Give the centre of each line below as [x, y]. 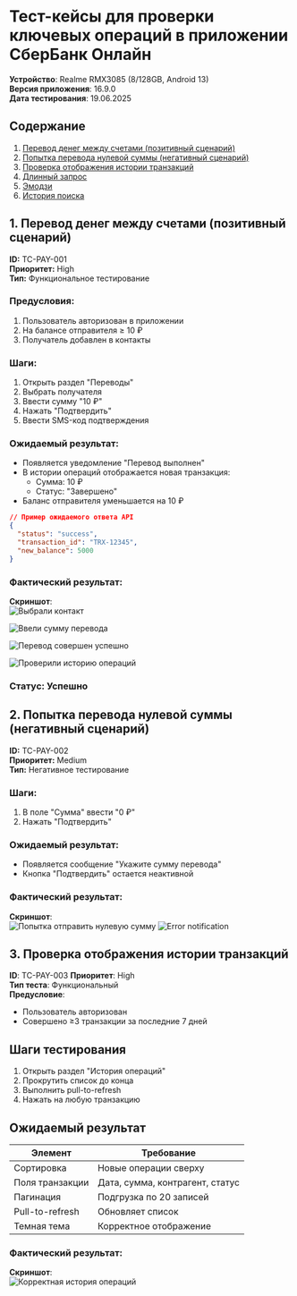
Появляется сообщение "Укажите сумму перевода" [122, 864]
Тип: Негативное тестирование [69, 769]
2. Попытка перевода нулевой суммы [121, 715]
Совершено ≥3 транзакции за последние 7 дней [115, 1021]
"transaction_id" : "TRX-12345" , [78, 543]
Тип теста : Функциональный [64, 985]
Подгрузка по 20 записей [153, 1198]
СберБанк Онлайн [81, 55]
